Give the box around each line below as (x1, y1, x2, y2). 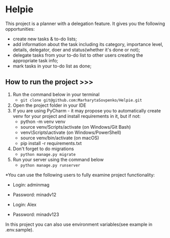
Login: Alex (12, 201, 37, 207)
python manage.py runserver (20, 162, 80, 168)
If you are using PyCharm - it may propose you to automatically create (12, 107, 161, 113)
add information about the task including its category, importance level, (12, 41, 163, 47)
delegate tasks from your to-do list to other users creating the (12, 52, 143, 58)
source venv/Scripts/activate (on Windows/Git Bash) (20, 124, 131, 130)
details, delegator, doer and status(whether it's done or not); (12, 46, 140, 53)
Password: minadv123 (12, 211, 59, 218)
